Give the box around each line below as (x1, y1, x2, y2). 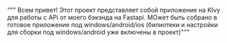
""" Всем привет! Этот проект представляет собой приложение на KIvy (7, 6, 221, 14)
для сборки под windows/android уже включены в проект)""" (7, 28, 190, 36)
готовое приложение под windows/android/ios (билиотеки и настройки (7, 21, 219, 28)
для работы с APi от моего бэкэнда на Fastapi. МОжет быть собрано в (7, 13, 218, 21)
